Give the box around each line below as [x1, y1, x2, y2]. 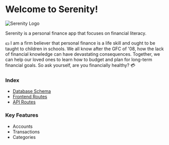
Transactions [12, 128, 40, 135]
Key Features [5, 112, 39, 119]
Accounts [12, 123, 33, 129]
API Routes [12, 99, 36, 105]
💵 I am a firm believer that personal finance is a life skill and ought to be [5, 40, 155, 46]
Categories [12, 134, 36, 140]
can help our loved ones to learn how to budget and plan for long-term [5, 56, 153, 62]
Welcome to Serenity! [5, 4, 98, 15]
